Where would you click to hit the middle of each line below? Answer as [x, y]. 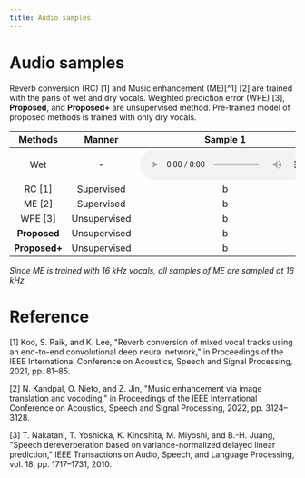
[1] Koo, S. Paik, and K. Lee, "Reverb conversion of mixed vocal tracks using [151, 342]
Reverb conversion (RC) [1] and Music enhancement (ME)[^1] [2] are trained [151, 88]
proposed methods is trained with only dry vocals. [103, 117]
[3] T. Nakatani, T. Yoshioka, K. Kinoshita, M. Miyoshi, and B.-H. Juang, [142, 435]
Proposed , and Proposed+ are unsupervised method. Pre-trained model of [150, 107]
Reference [49, 317]
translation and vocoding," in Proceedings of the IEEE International [133, 398]
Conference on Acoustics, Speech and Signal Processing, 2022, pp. [137, 408]
